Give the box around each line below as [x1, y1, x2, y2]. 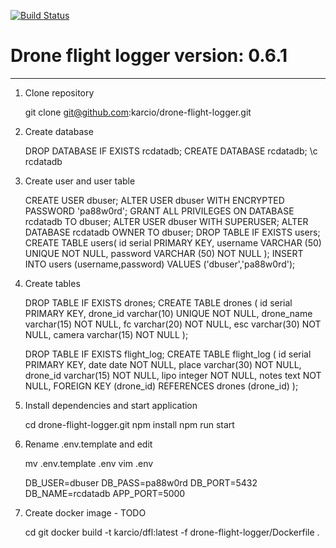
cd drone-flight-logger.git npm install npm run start [24, 418, 235, 430]
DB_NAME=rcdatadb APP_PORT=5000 [24, 487, 186, 499]
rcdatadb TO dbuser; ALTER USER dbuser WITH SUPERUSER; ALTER [24, 215, 309, 227]
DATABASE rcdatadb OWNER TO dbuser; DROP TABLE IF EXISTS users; [24, 226, 321, 238]
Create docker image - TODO [24, 506, 147, 519]
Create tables [24, 277, 81, 289]
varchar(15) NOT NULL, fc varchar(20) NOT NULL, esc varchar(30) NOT [24, 318, 322, 330]
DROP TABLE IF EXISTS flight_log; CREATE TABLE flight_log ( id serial [24, 348, 312, 360]
